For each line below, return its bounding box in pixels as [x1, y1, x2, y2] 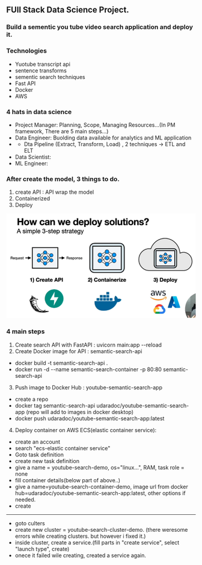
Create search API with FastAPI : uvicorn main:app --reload [14, 341, 162, 348]
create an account [14, 438, 60, 445]
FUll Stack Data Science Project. [6, 5, 129, 15]
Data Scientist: [14, 153, 51, 161]
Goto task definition [14, 451, 64, 458]
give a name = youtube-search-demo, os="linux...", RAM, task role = [14, 464, 185, 471]
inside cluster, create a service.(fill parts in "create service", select [14, 538, 180, 546]
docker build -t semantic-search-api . [14, 359, 108, 366]
